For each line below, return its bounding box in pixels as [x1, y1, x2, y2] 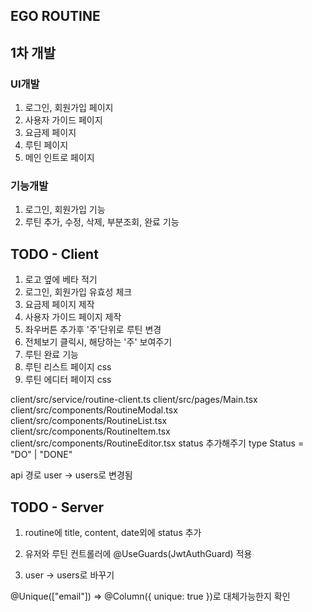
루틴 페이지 [24, 139, 69, 151]
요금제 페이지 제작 [24, 299, 95, 311]
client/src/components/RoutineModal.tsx [10, 404, 178, 416]
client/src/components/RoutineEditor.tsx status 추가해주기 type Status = [10, 437, 305, 449]
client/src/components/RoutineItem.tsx [10, 425, 171, 438]
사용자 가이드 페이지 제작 [24, 311, 122, 323]
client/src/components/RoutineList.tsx [10, 415, 168, 427]
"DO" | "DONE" [10, 449, 73, 461]
